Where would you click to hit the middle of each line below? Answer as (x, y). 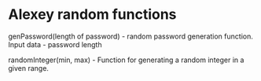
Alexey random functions (92, 15)
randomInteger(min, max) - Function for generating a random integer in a (126, 60)
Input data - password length (55, 44)
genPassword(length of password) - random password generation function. (130, 36)
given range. (29, 68)
